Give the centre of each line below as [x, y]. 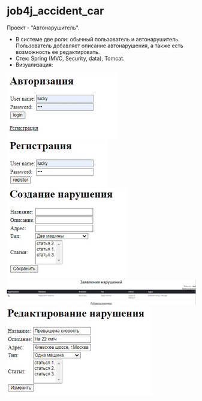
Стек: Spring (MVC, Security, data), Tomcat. [70, 58]
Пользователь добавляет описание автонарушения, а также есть [99, 46]
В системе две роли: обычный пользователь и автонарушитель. [98, 39]
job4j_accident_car [55, 11]
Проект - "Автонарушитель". [43, 28]
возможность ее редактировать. [58, 52]
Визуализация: [34, 65]
